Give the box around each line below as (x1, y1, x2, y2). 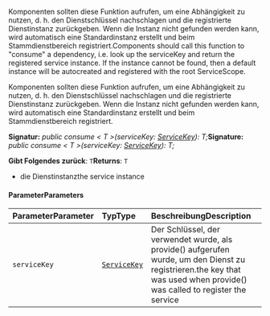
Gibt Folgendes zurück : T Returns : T (8, 156, 129, 166)
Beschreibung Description (150, 211, 252, 222)
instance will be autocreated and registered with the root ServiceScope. (8, 67, 247, 76)
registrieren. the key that (150, 265, 241, 276)
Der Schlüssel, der (150, 224, 221, 236)
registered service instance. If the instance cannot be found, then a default (8, 58, 256, 68)
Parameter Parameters (8, 190, 84, 199)
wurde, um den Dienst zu (150, 254, 246, 265)
